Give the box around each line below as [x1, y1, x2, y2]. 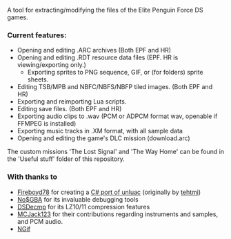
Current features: [7, 30, 67, 40]
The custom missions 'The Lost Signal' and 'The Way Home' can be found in [7, 148, 225, 156]
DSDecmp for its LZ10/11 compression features [17, 202, 150, 211]
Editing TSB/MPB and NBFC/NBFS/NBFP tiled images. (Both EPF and [17, 83, 212, 91]
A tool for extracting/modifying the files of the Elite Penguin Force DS [7, 6, 203, 14]
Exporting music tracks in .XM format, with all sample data [17, 127, 183, 135]
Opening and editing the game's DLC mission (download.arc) [17, 134, 191, 142]
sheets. [27, 75, 49, 84]
